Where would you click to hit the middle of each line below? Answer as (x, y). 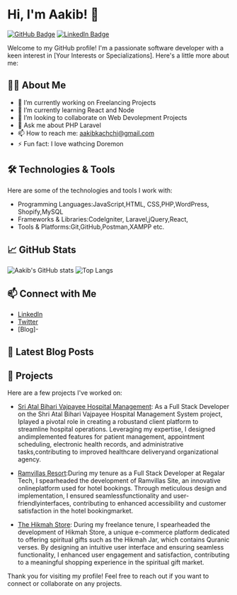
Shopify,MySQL (40, 212)
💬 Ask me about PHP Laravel (59, 125)
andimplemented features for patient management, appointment (111, 437)
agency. (29, 459)
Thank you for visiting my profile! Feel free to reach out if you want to (108, 576)
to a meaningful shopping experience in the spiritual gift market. (111, 562)
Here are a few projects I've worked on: (65, 393)
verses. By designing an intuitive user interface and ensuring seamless (121, 547)
